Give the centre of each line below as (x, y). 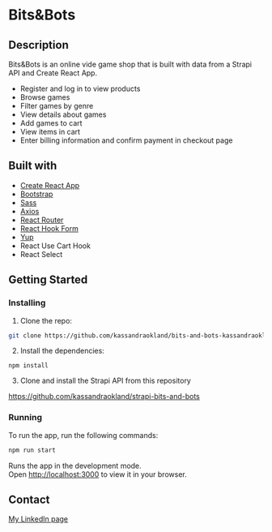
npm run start (32, 450)
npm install (28, 366)
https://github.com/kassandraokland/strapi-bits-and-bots (104, 397)
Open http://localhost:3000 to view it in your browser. (98, 474)
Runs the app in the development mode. (75, 466)
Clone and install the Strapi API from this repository (106, 381)
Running (25, 418)
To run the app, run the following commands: (83, 435)
